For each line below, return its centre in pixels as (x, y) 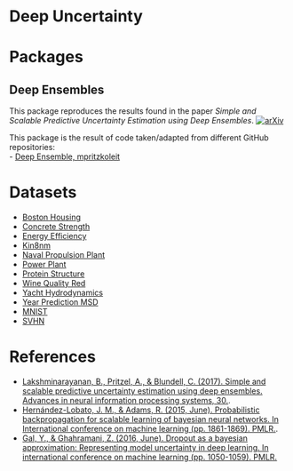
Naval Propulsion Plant (63, 255)
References (52, 357)
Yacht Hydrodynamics (63, 293)
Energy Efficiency (54, 236)
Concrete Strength (56, 227)
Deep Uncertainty (76, 16)
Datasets (43, 192)
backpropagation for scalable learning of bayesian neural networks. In (150, 419)
